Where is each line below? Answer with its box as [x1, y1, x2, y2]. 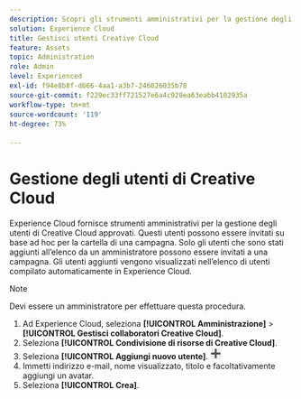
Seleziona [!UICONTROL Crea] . [22, 380, 140, 391]
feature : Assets [9, 43, 70, 52]
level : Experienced [9, 72, 83, 81]
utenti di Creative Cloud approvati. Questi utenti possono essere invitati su [9, 227, 285, 238]
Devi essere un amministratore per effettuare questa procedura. [9, 301, 246, 311]
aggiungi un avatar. [22, 370, 95, 381]
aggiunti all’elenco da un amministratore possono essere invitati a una [9, 246, 269, 257]
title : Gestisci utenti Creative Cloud [9, 33, 160, 42]
